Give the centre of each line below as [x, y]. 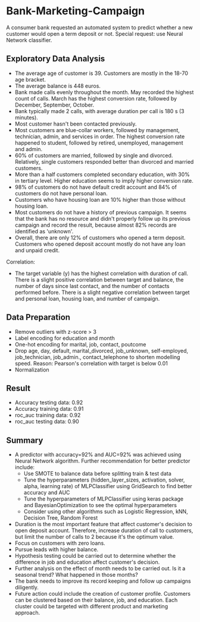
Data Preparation [38, 318]
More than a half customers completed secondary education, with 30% [102, 174]
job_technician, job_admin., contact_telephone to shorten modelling [97, 357]
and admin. [29, 149]
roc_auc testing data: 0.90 [47, 421]
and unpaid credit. [37, 250]
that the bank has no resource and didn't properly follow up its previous [102, 218]
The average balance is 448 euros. [58, 86]
